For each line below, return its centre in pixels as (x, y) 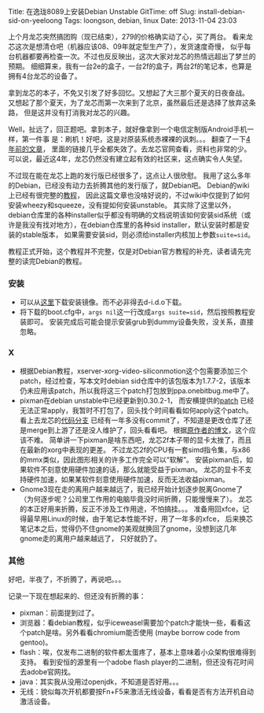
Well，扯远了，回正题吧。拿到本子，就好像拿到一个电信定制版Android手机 (128, 129)
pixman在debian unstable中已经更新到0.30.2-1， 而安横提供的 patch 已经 (137, 400)
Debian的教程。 (60, 261)
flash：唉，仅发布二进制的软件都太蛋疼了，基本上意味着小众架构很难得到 (137, 652)
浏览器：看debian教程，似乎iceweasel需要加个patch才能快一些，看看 (132, 622)
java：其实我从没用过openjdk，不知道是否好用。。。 (101, 681)
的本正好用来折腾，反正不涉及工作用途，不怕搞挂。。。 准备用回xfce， (131, 509)
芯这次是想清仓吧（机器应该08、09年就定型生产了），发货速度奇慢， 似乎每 (130, 46)
